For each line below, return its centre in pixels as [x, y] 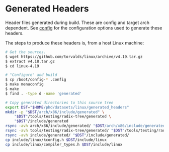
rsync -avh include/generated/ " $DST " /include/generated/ [67, 135]
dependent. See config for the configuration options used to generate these [84, 27]
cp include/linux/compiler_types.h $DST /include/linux [64, 144]
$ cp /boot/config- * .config [36, 80]
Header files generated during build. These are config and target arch [77, 22]
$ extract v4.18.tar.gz [30, 61]
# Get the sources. [26, 52]
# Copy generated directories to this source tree [59, 102]
